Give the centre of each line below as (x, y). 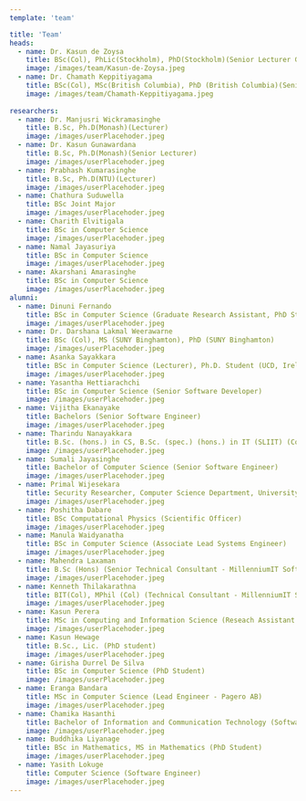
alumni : (24, 298)
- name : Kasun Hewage (59, 637)
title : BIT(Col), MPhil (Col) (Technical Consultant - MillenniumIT (158, 595)
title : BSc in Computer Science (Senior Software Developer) (144, 391)
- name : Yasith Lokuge (61, 764)
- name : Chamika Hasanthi (67, 713)
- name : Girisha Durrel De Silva (81, 663)
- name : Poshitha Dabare (65, 510)
